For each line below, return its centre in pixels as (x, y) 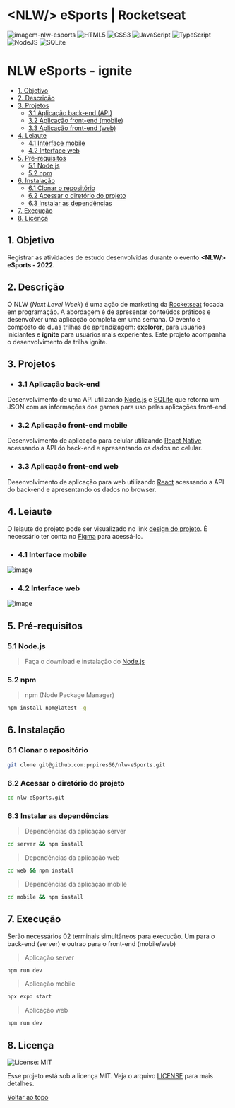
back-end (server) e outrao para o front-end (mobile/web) (92, 943)
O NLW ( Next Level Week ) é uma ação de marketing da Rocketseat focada (115, 304)
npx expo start (30, 997)
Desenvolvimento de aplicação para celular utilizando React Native (104, 441)
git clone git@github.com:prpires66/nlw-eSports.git (86, 765)
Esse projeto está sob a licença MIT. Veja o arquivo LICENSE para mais (110, 1075)
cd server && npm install (45, 844)
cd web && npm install (41, 870)
